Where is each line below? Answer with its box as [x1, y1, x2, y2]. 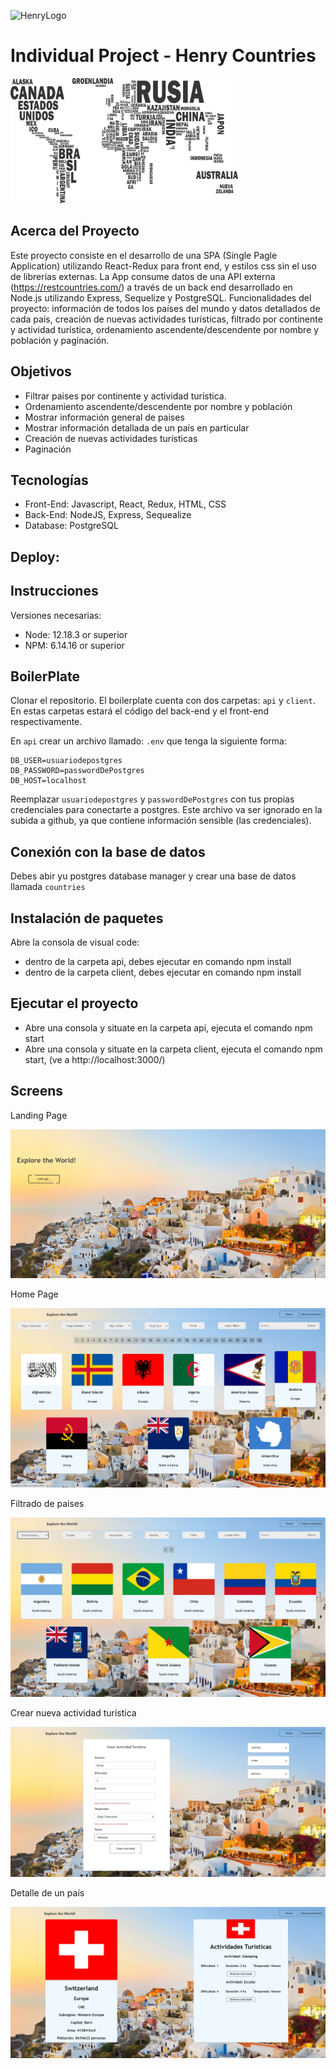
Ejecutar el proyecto [10, 995, 139, 1012]
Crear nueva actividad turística [10, 1707, 137, 1719]
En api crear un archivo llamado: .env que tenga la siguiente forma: [10, 735, 287, 747]
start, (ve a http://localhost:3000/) [24, 1053, 166, 1065]
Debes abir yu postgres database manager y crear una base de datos [10, 870, 297, 882]
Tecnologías [10, 471, 89, 489]
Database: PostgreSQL [24, 520, 119, 532]
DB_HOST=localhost [10, 776, 87, 786]
